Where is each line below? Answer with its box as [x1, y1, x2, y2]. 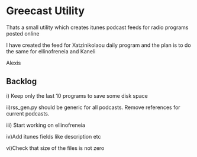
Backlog [6, 76, 37, 86]
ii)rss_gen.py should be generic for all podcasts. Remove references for [6, 104, 180, 111]
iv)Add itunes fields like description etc [6, 133, 102, 140]
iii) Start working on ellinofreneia [6, 121, 86, 129]
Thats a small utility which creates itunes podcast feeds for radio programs [6, 24, 189, 31]
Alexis [6, 59, 21, 66]
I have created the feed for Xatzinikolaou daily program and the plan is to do [6, 41, 191, 49]
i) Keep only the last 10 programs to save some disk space [6, 92, 148, 99]
